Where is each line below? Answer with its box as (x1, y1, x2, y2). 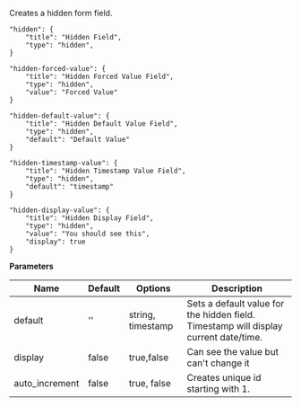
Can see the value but (186, 346, 279, 358)
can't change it (186, 357, 250, 369)
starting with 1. (186, 383, 251, 394)
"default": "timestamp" (25, 182, 115, 191)
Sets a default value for (186, 297, 285, 309)
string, (128, 309, 156, 321)
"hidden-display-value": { (9, 206, 110, 215)
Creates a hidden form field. (9, 8, 113, 18)
